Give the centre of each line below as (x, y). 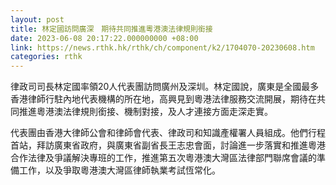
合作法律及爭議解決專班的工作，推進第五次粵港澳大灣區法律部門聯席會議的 (163, 158)
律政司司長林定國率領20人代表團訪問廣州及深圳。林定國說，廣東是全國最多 (165, 87)
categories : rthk (46, 57)
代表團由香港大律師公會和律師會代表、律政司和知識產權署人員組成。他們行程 (168, 133)
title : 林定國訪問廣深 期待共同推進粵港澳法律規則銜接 (111, 29)
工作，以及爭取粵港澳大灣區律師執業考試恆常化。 (119, 170)
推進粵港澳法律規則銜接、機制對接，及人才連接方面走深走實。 (145, 112)
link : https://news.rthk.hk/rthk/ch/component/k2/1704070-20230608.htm (162, 47)
